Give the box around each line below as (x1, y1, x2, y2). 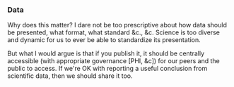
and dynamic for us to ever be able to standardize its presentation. (7, 36, 201, 44)
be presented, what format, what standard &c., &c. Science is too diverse (7, 28, 221, 36)
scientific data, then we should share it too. (7, 72, 133, 80)
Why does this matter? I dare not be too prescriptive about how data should (7, 21, 228, 29)
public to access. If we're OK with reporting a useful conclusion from (7, 65, 208, 73)
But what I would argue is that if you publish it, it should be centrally (7, 49, 205, 58)
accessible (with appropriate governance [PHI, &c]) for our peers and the (7, 57, 221, 65)
